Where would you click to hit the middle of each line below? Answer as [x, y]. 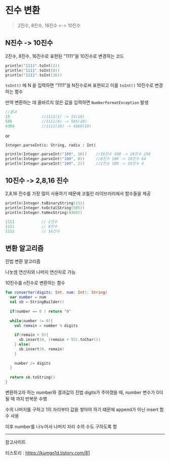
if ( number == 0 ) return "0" [40, 311]
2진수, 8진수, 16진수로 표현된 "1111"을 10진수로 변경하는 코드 [65, 56]
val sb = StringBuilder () [37, 302]
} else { [22, 344]
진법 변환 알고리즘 [23, 261]
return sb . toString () [33, 377]
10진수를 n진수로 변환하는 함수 [35, 283]
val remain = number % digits [46, 325]
